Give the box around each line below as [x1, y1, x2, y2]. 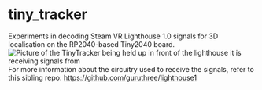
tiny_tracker [8, 5, 88, 23]
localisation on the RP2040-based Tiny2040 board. [8, 39, 175, 49]
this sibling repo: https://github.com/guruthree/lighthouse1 [8, 73, 197, 82]
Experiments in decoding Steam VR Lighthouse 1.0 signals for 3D [8, 31, 219, 41]
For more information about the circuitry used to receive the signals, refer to [8, 64, 254, 74]
